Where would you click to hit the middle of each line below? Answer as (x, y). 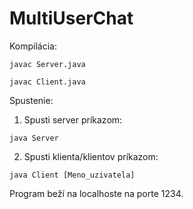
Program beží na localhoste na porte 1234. (96, 193)
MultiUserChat (71, 18)
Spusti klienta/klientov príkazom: (91, 156)
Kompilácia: (33, 46)
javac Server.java (47, 64)
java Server (34, 138)
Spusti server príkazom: (73, 119)
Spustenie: (31, 100)
